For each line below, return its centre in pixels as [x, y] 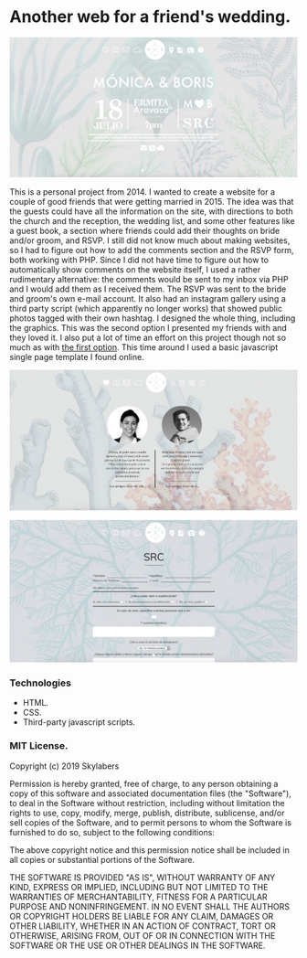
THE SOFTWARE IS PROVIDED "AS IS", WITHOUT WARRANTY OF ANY [143, 877]
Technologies [40, 683]
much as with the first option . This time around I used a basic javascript [144, 347]
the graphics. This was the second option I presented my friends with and [148, 327]
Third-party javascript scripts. [79, 722]
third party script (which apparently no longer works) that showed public [146, 308]
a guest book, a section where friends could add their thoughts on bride [145, 230]
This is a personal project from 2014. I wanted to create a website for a [143, 192]
